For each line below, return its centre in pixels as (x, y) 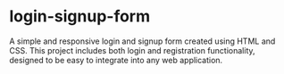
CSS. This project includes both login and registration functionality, (133, 50)
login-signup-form (80, 16)
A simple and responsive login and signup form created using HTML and (142, 41)
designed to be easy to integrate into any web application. (116, 60)
